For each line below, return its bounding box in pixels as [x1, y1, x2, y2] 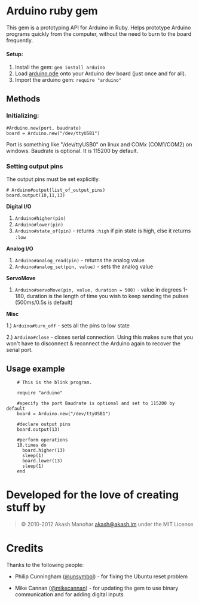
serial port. [6, 347, 33, 354]
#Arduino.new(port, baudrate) [6, 125, 82, 131]
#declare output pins [17, 421, 71, 427]
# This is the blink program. [17, 379, 93, 385]
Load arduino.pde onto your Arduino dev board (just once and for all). [14, 70, 186, 77]
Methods [6, 94, 41, 104]
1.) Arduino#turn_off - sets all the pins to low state [6, 322, 130, 329]
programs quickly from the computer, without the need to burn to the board [6, 30, 192, 37]
